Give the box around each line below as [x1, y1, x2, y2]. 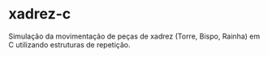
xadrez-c [8, 5, 71, 23]
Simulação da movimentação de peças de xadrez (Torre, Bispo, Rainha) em [8, 31, 261, 41]
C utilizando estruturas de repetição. [8, 39, 131, 49]
